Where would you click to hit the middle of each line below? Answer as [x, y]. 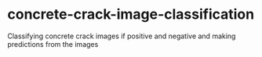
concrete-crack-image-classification [131, 14]
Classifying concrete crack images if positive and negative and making [122, 36]
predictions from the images [53, 44]
